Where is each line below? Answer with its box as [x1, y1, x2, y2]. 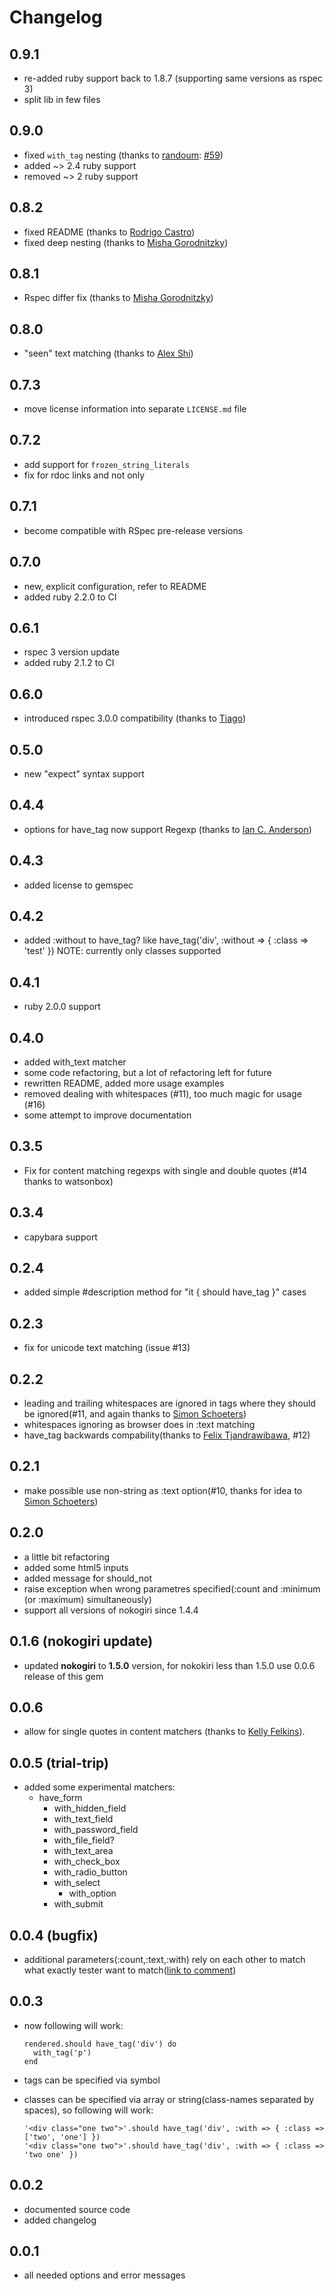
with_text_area [53, 1845, 114, 1857]
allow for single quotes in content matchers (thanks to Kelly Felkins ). [23, 1726, 306, 1738]
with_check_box [53, 1856, 121, 1868]
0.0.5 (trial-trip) [9, 1754, 109, 1771]
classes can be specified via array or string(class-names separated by [23, 2093, 315, 2105]
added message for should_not [23, 1572, 153, 1584]
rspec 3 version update [23, 646, 121, 658]
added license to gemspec [23, 879, 134, 891]
